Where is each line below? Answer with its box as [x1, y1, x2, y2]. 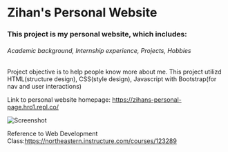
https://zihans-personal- [111, 96, 182, 104]
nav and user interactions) [7, 83, 82, 91]
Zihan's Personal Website [7, 5, 158, 21]
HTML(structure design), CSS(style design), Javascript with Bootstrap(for [7, 75, 217, 83]
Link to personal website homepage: [7, 96, 111, 104]
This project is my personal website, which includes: [7, 30, 188, 39]
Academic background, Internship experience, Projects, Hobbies [7, 46, 191, 54]
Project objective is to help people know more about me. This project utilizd [7, 67, 222, 76]
